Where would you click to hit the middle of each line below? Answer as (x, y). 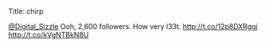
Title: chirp (26, 11)
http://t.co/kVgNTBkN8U (49, 35)
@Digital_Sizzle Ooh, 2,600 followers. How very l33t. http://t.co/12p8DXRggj (133, 26)
